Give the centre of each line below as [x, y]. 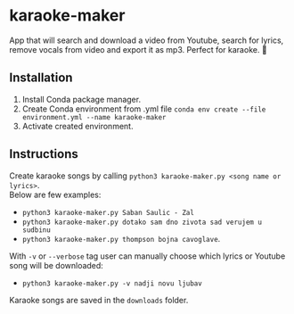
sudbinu [36, 230]
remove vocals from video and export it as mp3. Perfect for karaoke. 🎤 [138, 49]
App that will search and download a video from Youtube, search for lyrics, [147, 40]
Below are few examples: [55, 194]
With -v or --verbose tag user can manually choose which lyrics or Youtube [147, 256]
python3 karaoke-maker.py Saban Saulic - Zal [108, 212]
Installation [41, 78]
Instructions [44, 154]
